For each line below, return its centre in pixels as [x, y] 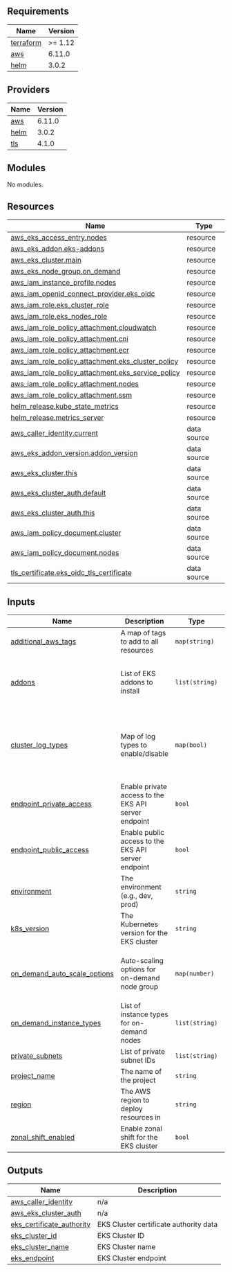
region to [135, 1100]
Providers [29, 90]
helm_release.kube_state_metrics [65, 407]
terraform [26, 42]
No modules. [25, 185]
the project [138, 1080]
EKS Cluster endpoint [132, 1258]
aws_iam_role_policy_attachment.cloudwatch [84, 328]
